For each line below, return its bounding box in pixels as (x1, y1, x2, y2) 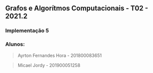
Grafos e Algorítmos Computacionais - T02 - (5, 4, 148, 13)
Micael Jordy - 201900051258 (17, 62, 81, 68)
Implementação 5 (5, 27, 49, 34)
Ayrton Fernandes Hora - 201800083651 (17, 52, 102, 58)
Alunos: (5, 41, 25, 48)
